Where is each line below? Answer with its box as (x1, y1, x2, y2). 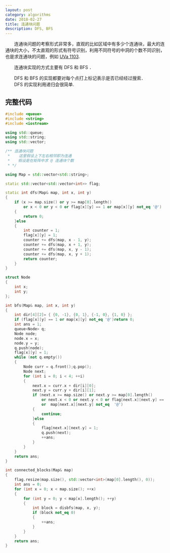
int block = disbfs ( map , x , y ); (32, 505, 101, 510)
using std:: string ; (5, 135, 47, 140)
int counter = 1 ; (23, 228, 60, 233)
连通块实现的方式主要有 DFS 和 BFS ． (14, 64, 94, 71)
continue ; (41, 411, 62, 417)
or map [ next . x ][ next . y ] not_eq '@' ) (41, 402, 123, 407)
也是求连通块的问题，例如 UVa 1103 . (5, 54, 80, 60)
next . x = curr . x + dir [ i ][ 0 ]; (32, 383, 96, 388)
